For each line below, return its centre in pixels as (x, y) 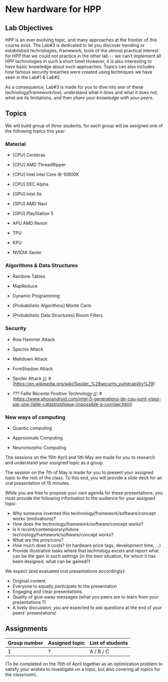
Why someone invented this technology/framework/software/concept (84, 513)
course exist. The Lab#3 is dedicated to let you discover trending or (75, 45)
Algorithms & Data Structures (42, 266)
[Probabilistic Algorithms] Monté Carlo (52, 306)
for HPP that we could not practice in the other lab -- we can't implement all (83, 56)
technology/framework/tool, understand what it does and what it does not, (82, 92)
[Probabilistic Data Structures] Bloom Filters (57, 315)
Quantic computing (32, 428)
